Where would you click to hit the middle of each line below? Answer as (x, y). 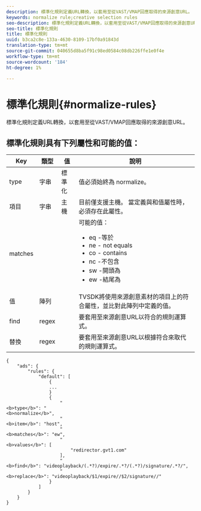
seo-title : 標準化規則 (32, 29)
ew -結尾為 (105, 280)
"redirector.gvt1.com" (99, 450)
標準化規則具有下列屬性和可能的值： (73, 143)
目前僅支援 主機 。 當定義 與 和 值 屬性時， (133, 202)
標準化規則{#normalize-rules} (81, 104)
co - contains (108, 253)
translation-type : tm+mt (37, 46)
